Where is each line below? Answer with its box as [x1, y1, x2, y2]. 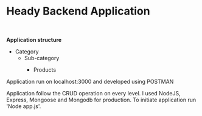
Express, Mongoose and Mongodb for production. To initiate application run [6, 96, 197, 103]
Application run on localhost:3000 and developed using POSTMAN [6, 78, 174, 85]
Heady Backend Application [6, 4, 150, 18]
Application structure [6, 36, 62, 43]
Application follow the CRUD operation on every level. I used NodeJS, [6, 89, 181, 97]
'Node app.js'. [6, 102, 41, 110]
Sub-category [24, 54, 60, 61]
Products [33, 66, 57, 73]
